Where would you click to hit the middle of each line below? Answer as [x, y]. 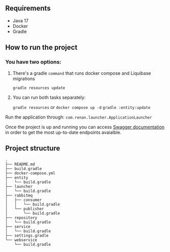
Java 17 [21, 20]
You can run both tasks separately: [49, 97]
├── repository [21, 218]
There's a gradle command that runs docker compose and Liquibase [82, 73]
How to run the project [41, 48]
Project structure [33, 148]
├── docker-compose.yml [30, 173]
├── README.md [20, 164]
